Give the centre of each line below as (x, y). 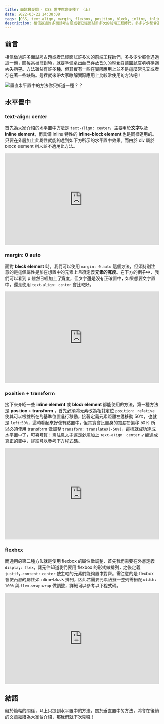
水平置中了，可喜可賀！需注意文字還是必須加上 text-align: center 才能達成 (82, 435)
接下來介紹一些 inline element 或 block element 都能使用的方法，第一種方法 (82, 404)
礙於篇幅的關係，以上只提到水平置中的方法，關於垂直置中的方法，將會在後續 (82, 711)
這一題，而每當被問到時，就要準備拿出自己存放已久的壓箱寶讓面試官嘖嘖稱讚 (82, 63)
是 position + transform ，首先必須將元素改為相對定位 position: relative (80, 411)
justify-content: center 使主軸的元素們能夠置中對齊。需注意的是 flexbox (79, 573)
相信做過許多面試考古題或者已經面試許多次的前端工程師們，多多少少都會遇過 (82, 57)
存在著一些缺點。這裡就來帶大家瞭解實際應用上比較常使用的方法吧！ (73, 75)
